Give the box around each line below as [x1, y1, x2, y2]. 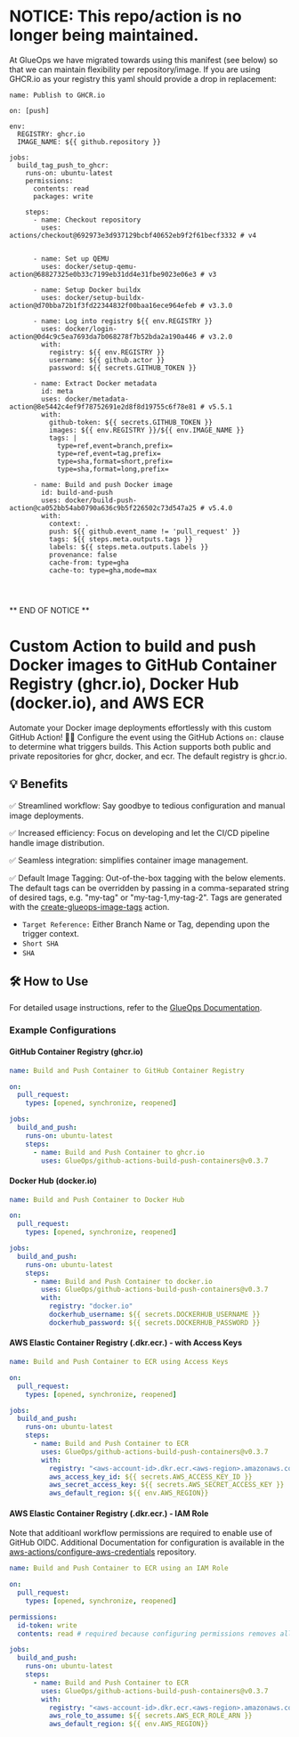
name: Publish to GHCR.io [9, 91, 105, 100]
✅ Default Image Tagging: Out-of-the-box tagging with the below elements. [9, 873, 287, 883]
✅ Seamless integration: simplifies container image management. [9, 855, 249, 865]
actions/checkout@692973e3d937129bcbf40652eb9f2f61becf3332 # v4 [9, 231, 256, 239]
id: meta [41, 386, 74, 395]
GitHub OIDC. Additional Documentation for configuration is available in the [9, 1538, 285, 1548]
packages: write [32, 191, 93, 201]
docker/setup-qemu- [65, 262, 138, 271]
